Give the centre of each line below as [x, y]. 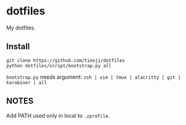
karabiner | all [26, 82]
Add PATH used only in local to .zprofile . [58, 115]
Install [18, 47]
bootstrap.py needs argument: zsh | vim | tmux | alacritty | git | [94, 77]
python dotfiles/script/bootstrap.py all [59, 66]
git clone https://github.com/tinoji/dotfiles [66, 60]
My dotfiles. [21, 28]
